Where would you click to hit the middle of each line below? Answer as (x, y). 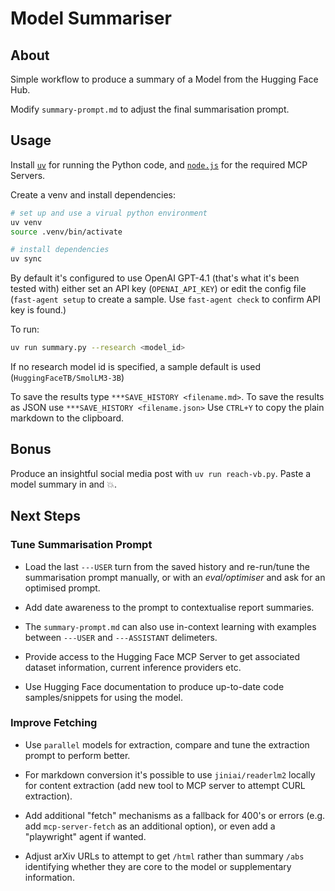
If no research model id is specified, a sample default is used (136, 367)
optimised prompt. (62, 588)
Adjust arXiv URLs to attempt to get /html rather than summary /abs (164, 856)
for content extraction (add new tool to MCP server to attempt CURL (165, 785)
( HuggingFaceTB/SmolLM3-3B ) (67, 378)
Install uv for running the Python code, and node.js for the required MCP (159, 164)
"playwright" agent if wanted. (85, 836)
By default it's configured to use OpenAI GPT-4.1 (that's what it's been (155, 278)
